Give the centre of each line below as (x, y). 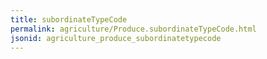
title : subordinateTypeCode (69, 19)
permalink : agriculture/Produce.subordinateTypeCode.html (133, 29)
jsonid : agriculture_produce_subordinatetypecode (116, 38)
